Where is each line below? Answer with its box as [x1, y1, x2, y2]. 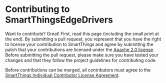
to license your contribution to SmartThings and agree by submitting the [5, 41, 153, 47]
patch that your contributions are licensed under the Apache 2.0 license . [5, 46, 154, 52]
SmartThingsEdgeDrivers [5, 14, 113, 25]
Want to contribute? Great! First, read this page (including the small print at [5, 30, 159, 36]
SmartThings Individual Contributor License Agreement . [5, 72, 120, 78]
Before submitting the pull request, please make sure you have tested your [5, 51, 159, 58]
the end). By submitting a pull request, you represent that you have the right [5, 36, 161, 42]
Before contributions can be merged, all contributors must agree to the [5, 66, 151, 73]
